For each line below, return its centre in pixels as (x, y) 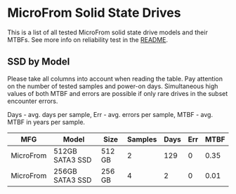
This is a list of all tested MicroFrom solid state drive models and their (108, 32)
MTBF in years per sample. (46, 122)
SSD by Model (39, 62)
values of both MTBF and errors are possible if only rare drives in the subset (118, 93)
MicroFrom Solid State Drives (94, 13)
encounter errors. (33, 101)
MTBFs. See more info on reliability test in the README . (88, 39)
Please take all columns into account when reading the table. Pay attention (115, 78)
